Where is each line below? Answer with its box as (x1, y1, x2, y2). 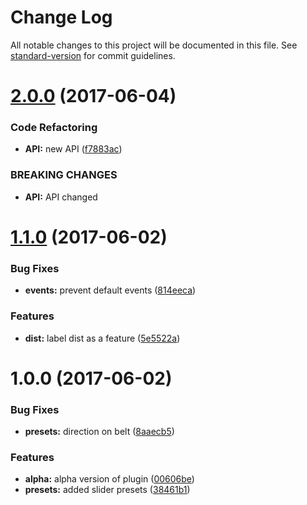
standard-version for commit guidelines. (10, 49, 176, 61)
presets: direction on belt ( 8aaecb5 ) (24, 425, 175, 437)
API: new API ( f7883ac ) (24, 143, 123, 155)
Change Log (10, 6, 113, 29)
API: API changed (24, 191, 98, 203)
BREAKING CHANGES (10, 168, 118, 182)
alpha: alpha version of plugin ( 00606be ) (24, 473, 195, 485)
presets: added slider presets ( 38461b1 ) (24, 484, 191, 496)
